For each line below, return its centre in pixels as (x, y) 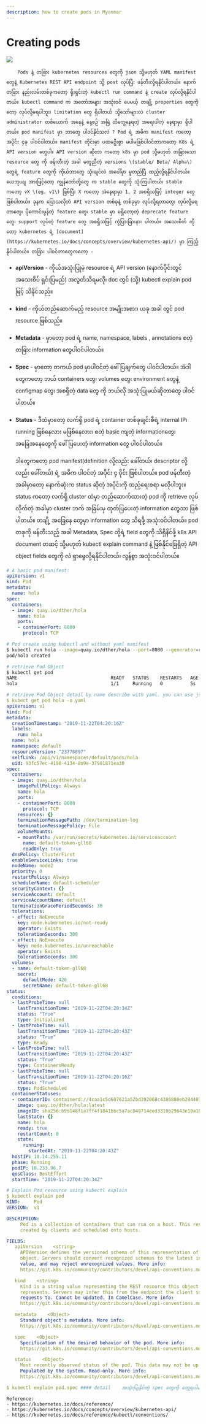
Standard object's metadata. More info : (72, 1320)
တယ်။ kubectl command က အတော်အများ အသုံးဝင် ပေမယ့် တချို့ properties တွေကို (102, 102)
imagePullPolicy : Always (49, 786)
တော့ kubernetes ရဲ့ (30, 232)
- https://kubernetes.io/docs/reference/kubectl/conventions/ (87, 1415)
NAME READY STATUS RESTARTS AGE (103, 678)
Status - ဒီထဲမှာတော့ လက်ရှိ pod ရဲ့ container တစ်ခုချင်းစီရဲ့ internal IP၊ (101, 419)
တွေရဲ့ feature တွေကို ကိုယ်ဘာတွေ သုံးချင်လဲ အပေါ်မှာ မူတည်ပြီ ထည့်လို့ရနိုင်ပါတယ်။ (98, 172)
